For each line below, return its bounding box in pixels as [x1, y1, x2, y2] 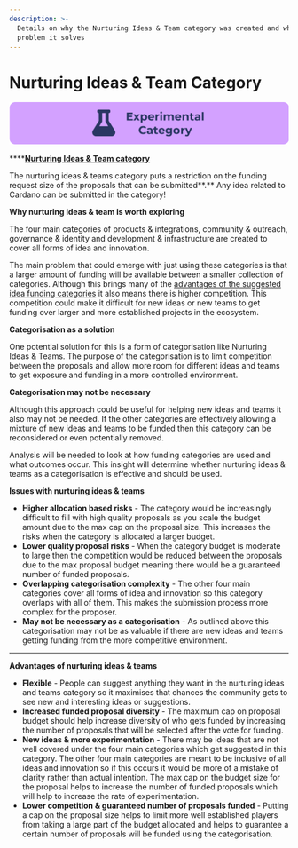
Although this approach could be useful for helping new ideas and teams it [9, 404, 282, 415]
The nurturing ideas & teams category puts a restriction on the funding [9, 170, 268, 181]
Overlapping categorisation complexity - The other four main [21, 578, 251, 589]
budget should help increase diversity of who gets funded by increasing [21, 715, 286, 725]
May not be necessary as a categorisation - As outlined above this [21, 615, 269, 626]
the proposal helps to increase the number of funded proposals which [21, 781, 278, 792]
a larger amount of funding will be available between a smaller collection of [9, 269, 284, 280]
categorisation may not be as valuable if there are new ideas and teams [21, 625, 284, 636]
